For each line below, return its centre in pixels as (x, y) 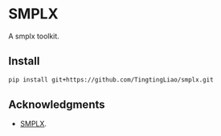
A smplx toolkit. (34, 36)
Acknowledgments (57, 105)
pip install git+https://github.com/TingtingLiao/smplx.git (111, 80)
